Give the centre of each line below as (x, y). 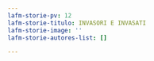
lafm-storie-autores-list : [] (58, 38)
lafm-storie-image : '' (45, 30)
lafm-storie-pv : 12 (40, 15)
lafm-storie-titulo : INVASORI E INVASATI (77, 23)
